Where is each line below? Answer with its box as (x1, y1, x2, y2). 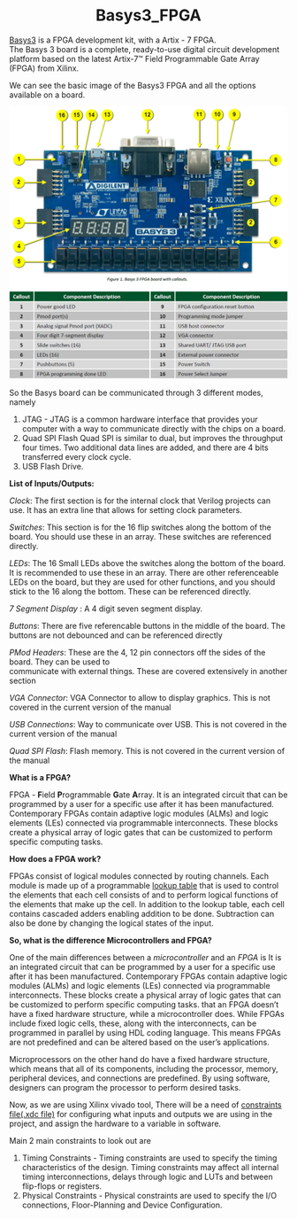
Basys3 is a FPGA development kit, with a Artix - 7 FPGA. (9, 35, 217, 45)
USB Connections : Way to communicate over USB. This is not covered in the (9, 719, 287, 730)
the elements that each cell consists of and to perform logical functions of (9, 889, 278, 900)
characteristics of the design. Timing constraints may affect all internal (21, 1162, 279, 1173)
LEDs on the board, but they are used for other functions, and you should (9, 577, 276, 587)
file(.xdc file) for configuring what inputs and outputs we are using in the (9, 1109, 272, 1120)
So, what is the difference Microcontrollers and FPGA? (9, 936, 212, 946)
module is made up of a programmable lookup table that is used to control (9, 881, 279, 891)
